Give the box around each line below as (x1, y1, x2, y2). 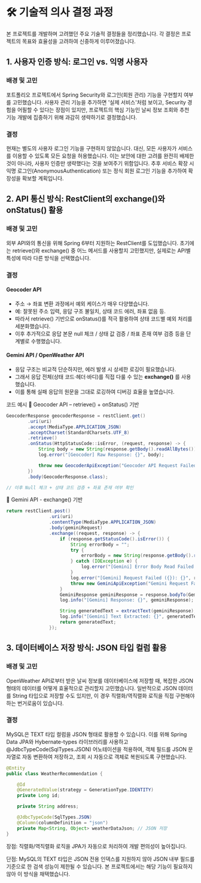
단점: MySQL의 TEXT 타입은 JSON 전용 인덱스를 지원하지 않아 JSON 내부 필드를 (6, 855, 195, 863)
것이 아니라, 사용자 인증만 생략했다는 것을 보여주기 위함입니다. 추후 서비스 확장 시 (6, 159, 194, 167)
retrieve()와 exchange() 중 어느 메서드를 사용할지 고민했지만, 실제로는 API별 (12, 247, 191, 254)
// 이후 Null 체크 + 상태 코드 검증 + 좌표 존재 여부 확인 (6, 485, 134, 491)
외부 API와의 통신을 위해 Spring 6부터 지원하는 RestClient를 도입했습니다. (6, 239, 179, 246)
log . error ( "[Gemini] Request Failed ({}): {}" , (70, 574, 191, 581)
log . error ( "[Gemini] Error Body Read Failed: (81, 564, 197, 570)
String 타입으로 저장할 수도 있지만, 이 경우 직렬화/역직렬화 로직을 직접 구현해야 (12, 692, 195, 699)
